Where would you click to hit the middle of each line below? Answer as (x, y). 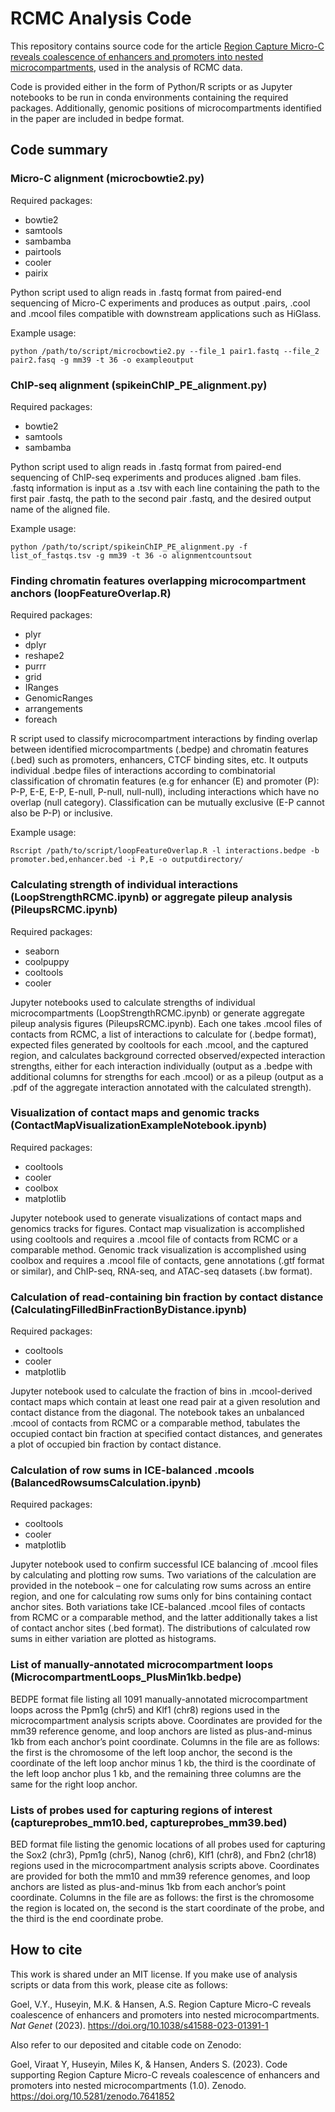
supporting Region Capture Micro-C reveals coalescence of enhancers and (165, 2074)
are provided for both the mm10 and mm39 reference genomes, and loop (160, 1876)
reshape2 (44, 656)
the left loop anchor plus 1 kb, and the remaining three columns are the (156, 1773)
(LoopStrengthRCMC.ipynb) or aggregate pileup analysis (151, 897)
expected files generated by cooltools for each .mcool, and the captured (159, 1044)
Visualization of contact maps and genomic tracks (135, 1113)
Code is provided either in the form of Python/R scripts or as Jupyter (151, 86)
